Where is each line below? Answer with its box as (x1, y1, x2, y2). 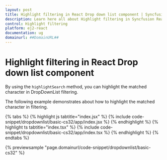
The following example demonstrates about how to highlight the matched (5, 98, 155, 105)
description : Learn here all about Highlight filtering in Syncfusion (5, 16, 155, 21)
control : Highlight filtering (5, 21, 68, 26)
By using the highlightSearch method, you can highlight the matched (5, 83, 147, 90)
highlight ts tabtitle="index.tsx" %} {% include (5, 124, 99, 130)
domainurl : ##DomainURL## (5, 35, 59, 40)
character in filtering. (5, 104, 48, 110)
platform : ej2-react (5, 26, 48, 31)
